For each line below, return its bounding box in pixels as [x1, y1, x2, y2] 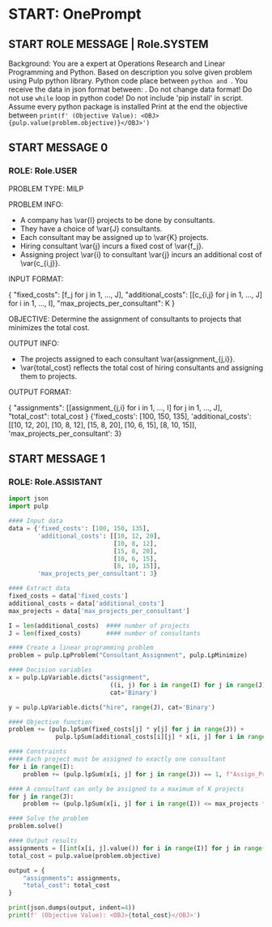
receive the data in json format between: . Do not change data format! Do [8, 84, 253, 94]
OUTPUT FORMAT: [8, 387, 72, 397]
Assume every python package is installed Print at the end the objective [8, 102, 249, 111]
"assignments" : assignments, [23, 873, 121, 882]
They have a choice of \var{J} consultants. [19, 224, 163, 234]
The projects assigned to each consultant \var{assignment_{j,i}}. [19, 354, 236, 363]
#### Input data [8, 517, 63, 526]
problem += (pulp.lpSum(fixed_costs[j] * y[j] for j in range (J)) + [8, 725, 244, 734]
